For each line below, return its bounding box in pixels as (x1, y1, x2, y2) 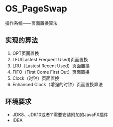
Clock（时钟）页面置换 (12, 75, 60, 81)
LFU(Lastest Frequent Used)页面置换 (12, 56, 88, 62)
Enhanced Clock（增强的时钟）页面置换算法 (12, 81, 103, 87)
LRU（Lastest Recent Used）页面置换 (12, 63, 90, 69)
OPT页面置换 (12, 50, 39, 56)
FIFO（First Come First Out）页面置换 (12, 69, 90, 75)
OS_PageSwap (5, 3, 67, 14)
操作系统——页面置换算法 (5, 20, 58, 26)
